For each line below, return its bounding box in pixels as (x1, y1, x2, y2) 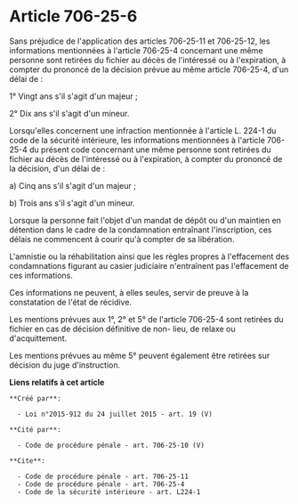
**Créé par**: (9, 394, 62, 402)
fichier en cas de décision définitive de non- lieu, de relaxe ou (9, 323, 236, 334)
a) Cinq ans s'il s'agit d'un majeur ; (9, 180, 136, 191)
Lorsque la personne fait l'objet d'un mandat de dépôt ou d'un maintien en (9, 215, 282, 225)
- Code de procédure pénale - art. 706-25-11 (17, 472, 189, 481)
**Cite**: (9, 456, 46, 465)
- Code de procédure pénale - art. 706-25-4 (17, 479, 185, 489)
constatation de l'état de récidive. (9, 297, 132, 307)
